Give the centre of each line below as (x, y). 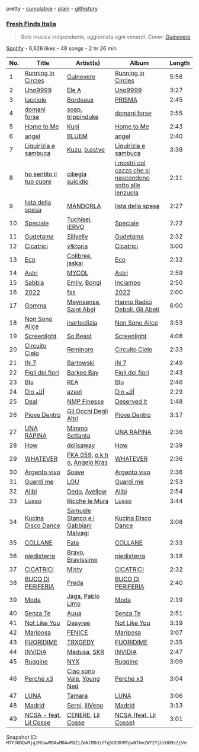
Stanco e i (81, 518)
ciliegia (77, 174)
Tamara (78, 696)
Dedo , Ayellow (87, 492)
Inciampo (128, 283)
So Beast (79, 336)
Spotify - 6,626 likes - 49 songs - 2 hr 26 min (62, 48)
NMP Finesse (86, 402)
